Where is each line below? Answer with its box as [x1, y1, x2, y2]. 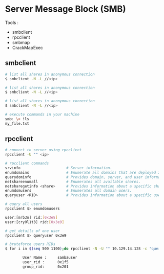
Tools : [5, 20, 19, 25]
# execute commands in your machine [5, 112, 80, 117]
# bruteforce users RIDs [5, 242, 56, 247]
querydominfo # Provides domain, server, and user [5, 175, 143, 180]
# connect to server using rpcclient [5, 148, 82, 153]
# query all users [5, 202, 42, 206]
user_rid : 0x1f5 [22, 260, 69, 265]
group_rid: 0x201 [22, 264, 69, 269]
